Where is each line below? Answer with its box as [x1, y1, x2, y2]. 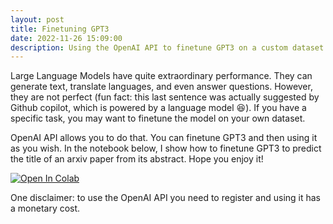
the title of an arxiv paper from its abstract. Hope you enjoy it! [10, 153, 264, 165]
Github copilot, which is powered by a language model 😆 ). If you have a [10, 102, 307, 114]
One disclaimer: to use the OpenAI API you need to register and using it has [10, 192, 322, 204]
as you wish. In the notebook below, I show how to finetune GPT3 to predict [10, 142, 322, 155]
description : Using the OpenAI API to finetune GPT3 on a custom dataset [10, 42, 325, 53]
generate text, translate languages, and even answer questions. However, [10, 81, 313, 93]
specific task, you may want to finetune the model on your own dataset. [10, 112, 306, 125]
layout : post [10, 14, 65, 25]
